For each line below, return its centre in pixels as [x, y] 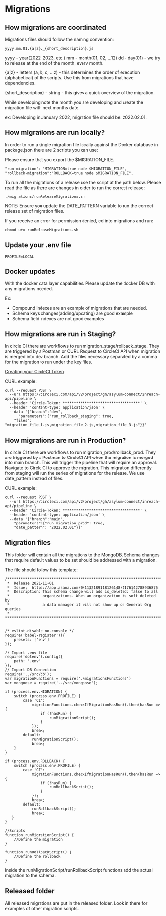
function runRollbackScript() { [38, 852]
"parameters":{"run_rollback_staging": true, [66, 416]
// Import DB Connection [31, 670]
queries [13, 609]
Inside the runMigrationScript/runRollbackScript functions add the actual [79, 870]
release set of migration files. [35, 211]
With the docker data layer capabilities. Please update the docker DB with [80, 283]
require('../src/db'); [28, 674]
